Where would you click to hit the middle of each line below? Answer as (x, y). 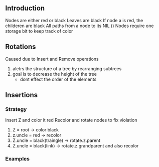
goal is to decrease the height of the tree (54, 74)
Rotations (21, 47)
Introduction (25, 8)
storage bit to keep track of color (39, 31)
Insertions (22, 95)
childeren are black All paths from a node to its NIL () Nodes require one (79, 26)
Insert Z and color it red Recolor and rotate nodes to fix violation (71, 120)
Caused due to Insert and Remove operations (52, 59)
